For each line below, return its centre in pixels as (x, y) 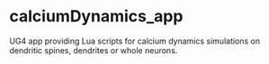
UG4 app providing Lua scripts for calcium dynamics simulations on (135, 41)
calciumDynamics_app (96, 16)
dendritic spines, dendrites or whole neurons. (94, 50)
